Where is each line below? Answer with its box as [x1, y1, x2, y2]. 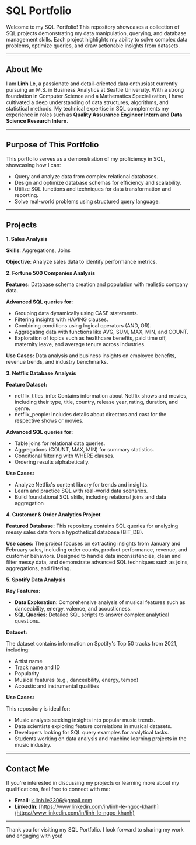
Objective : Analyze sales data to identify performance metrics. [6, 258, 157, 265]
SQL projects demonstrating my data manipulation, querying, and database [6, 29, 187, 36]
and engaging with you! [6, 832, 63, 840]
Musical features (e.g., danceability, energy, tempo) [14, 677, 139, 684]
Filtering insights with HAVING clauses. [14, 316, 108, 323]
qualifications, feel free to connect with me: [6, 785, 111, 793]
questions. [14, 618, 40, 625]
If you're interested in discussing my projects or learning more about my [6, 780, 180, 787]
